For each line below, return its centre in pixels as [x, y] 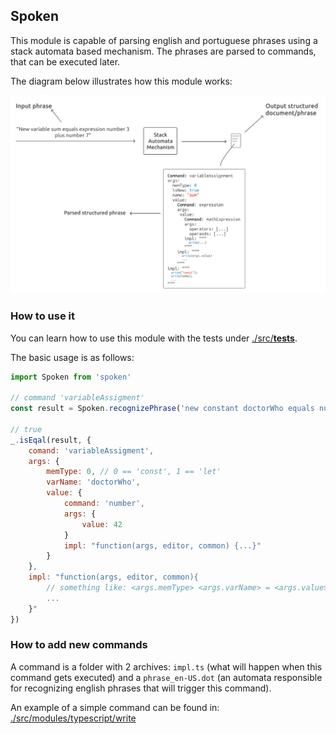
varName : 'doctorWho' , [93, 482]
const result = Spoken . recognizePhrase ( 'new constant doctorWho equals [162, 409]
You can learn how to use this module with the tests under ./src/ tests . [154, 338]
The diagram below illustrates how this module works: [121, 81]
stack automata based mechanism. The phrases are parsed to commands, [163, 51]
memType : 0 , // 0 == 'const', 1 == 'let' [134, 472]
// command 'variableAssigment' [77, 398]
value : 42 [102, 524]
